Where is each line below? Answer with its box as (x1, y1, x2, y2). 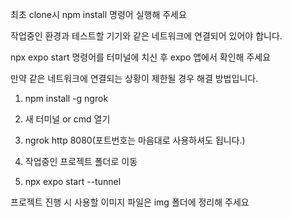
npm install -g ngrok (24, 93, 109, 104)
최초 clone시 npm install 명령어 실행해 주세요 (10, 9, 187, 20)
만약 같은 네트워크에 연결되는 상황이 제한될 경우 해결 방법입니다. (10, 73, 259, 84)
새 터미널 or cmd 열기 (24, 113, 111, 125)
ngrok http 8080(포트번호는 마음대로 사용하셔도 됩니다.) (24, 134, 246, 146)
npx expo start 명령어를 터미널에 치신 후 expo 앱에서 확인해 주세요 (10, 51, 272, 63)
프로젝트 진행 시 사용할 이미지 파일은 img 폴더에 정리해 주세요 (10, 196, 250, 208)
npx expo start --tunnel (24, 176, 122, 187)
